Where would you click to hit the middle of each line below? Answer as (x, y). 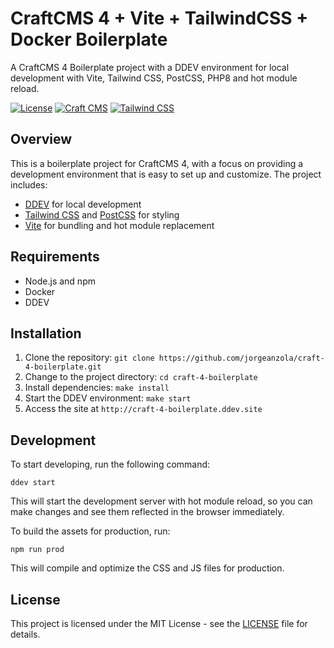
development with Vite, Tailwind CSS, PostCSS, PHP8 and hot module (154, 78)
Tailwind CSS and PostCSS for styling (102, 214)
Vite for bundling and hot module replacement (119, 225)
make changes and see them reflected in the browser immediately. (147, 512)
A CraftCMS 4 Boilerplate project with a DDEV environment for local (150, 67)
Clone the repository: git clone (89, 358)
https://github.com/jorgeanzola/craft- (241, 358)
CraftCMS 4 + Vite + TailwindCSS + (159, 18)
